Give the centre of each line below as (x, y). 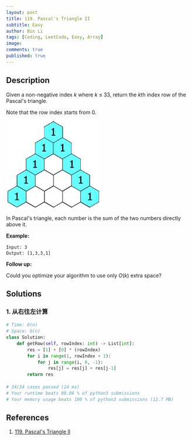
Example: (18, 236)
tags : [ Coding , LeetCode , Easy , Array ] (55, 37)
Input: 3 (17, 247)
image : (14, 44)
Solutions (24, 294)
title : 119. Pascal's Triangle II (48, 19)
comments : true (25, 50)
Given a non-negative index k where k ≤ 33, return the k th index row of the (96, 95)
